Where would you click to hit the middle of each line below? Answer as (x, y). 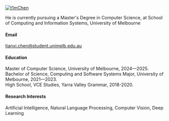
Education (16, 57)
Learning (15, 113)
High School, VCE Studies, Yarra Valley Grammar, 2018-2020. (69, 85)
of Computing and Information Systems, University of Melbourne (73, 23)
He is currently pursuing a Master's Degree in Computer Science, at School (84, 17)
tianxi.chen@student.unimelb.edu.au (44, 46)
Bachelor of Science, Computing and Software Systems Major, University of (84, 74)
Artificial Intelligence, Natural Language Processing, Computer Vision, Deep (84, 108)
